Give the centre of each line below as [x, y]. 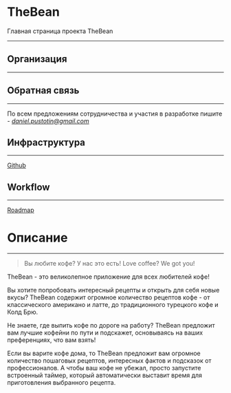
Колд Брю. [23, 312]
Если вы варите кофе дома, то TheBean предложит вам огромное [104, 353]
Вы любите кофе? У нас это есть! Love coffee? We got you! [109, 264]
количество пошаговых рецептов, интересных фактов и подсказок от [109, 361]
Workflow [29, 187]
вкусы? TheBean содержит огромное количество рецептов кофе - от [109, 297]
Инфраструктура [46, 142]
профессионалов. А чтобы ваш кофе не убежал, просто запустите [104, 368]
